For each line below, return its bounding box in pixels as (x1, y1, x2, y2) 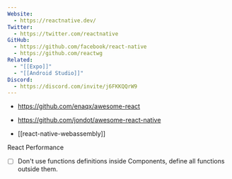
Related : (7, 57, 33, 64)
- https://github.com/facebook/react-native (13, 43, 147, 50)
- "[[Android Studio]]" (13, 69, 83, 76)
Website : (7, 10, 33, 18)
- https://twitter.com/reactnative (13, 30, 119, 37)
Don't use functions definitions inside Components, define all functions (17, 157, 225, 166)
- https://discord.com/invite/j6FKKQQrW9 (13, 83, 138, 90)
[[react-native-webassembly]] (17, 129, 106, 138)
